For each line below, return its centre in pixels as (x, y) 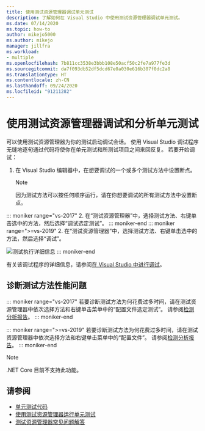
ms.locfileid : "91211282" (39, 92)
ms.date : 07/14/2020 (33, 23)
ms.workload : (23, 52)
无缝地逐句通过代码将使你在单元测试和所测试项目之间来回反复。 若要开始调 (101, 149)
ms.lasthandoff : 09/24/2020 (42, 86)
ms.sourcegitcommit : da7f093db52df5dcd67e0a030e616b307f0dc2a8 (88, 69)
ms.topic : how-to (28, 29)
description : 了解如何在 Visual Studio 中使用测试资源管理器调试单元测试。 (95, 18)
